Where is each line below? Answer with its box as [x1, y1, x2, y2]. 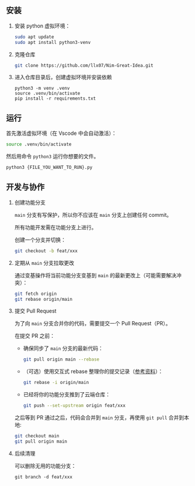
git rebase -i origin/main [23, 380, 89, 386]
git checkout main [14, 433, 60, 439]
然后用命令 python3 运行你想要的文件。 [6, 153, 99, 160]
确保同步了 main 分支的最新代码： [23, 345, 104, 352]
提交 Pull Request [14, 307, 57, 315]
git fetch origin [14, 291, 57, 297]
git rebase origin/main [14, 296, 73, 302]
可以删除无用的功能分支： [14, 462, 76, 469]
